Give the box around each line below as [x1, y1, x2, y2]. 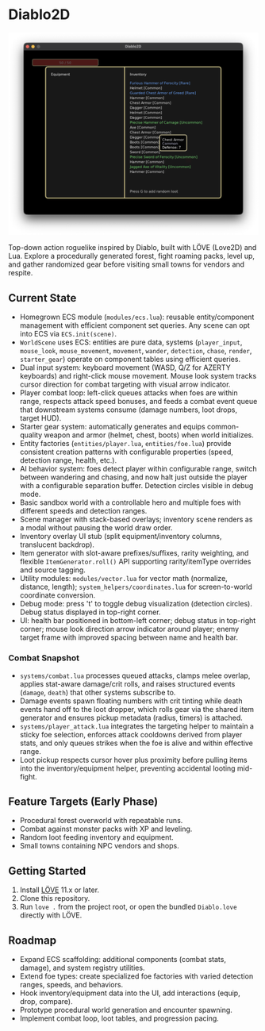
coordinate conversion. [19, 591, 96, 600]
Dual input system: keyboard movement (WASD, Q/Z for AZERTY [19, 363, 232, 372]
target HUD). [19, 414, 62, 423]
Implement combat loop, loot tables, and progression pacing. [19, 1014, 220, 1023]
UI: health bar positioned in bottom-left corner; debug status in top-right [19, 616, 256, 625]
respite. [8, 268, 33, 278]
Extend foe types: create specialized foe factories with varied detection [19, 971, 254, 981]
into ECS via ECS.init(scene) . [19, 329, 117, 339]
